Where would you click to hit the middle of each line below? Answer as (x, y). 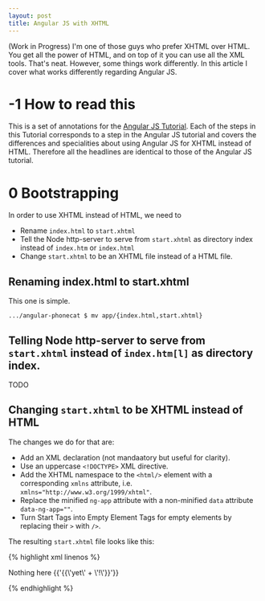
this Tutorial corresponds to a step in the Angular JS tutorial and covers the (132, 135)
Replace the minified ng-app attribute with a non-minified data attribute (137, 500)
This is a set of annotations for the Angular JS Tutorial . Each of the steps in (132, 126)
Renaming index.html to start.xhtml (99, 282)
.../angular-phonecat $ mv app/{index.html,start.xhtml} (106, 316)
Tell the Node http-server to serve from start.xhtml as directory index (136, 239)
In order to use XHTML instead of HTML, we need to (95, 215)
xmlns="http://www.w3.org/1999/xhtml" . (86, 492)
